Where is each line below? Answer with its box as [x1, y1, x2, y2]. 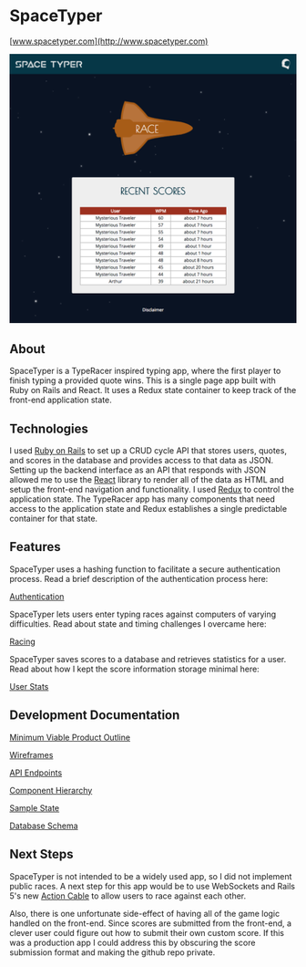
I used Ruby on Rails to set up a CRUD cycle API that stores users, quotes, [9, 445, 287, 456]
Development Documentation [9, 708, 180, 723]
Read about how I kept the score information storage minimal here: [9, 663, 260, 674]
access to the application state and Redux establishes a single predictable [9, 504, 288, 515]
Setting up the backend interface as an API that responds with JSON [9, 464, 267, 475]
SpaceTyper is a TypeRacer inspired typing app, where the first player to [9, 366, 281, 377]
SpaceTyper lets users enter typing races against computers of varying [9, 608, 277, 619]
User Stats [9, 681, 49, 691]
